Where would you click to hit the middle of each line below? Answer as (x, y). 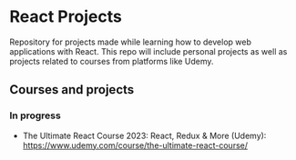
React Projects (66, 17)
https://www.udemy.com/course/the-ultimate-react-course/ (135, 145)
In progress (35, 115)
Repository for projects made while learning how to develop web (131, 42)
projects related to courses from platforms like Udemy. (112, 61)
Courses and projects (72, 90)
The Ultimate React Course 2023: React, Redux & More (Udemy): (144, 135)
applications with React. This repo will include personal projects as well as (148, 51)
